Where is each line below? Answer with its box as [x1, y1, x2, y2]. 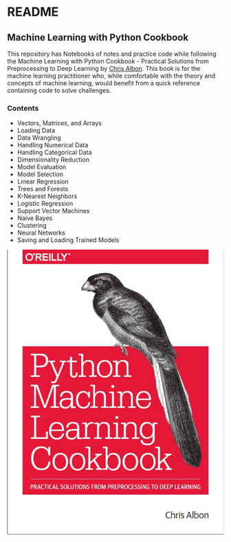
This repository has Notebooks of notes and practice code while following [7, 50, 217, 58]
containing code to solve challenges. [7, 87, 111, 94]
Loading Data [16, 127, 56, 135]
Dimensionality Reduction [16, 155, 90, 164]
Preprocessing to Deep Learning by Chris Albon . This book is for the [7, 65, 201, 72]
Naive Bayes [16, 214, 53, 222]
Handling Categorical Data [16, 149, 92, 157]
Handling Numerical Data [16, 141, 89, 149]
